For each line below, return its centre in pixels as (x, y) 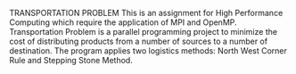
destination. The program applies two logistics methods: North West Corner (148, 51)
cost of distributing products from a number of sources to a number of (139, 41)
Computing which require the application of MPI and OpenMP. (123, 22)
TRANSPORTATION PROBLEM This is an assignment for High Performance (146, 13)
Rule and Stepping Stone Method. (71, 60)
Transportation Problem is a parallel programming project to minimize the (144, 32)
